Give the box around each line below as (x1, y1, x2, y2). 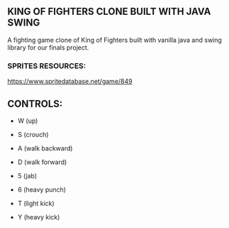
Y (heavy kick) (17, 212, 60, 221)
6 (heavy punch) (17, 185, 66, 194)
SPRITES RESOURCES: (7, 60, 86, 70)
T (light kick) (17, 199, 55, 207)
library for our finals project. (7, 43, 89, 52)
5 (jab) (17, 171, 38, 180)
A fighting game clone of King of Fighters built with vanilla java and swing (7, 36, 222, 44)
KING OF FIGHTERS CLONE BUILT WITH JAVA (7, 6, 211, 18)
